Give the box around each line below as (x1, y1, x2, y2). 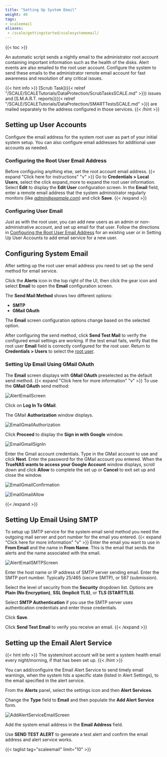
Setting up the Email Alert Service (5, 638, 112, 647)
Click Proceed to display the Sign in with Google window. (5, 431, 124, 437)
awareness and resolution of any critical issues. (5, 76, 103, 81)
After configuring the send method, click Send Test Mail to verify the (5, 332, 147, 338)
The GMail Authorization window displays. (5, 412, 94, 418)
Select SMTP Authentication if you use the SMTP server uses (5, 599, 133, 605)
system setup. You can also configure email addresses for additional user (5, 139, 156, 145)
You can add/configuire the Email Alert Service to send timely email (5, 667, 144, 673)
